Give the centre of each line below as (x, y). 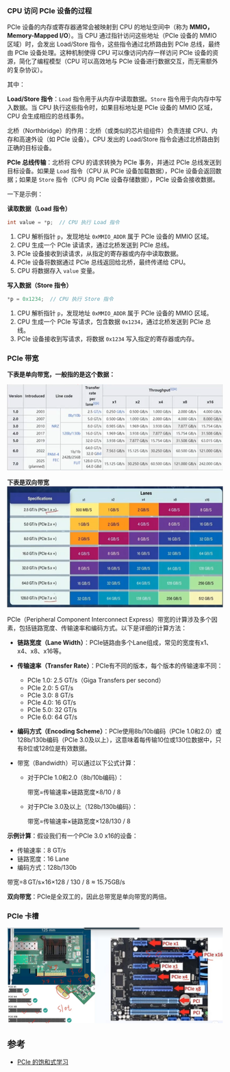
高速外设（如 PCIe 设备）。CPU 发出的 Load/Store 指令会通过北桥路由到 (119, 139)
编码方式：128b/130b (47, 867)
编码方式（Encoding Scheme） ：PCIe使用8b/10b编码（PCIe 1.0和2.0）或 (119, 731)
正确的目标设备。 (31, 148)
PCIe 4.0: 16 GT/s (52, 702)
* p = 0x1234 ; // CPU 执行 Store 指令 (61, 300)
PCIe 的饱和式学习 (42, 1062)
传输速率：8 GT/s (41, 850)
